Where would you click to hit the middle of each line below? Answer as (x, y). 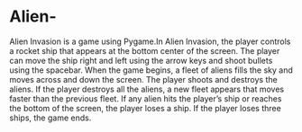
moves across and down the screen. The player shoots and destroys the (143, 79)
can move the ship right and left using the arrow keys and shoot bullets (141, 60)
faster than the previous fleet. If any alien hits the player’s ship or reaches (146, 98)
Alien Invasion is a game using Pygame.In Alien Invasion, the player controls (150, 41)
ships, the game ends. (50, 118)
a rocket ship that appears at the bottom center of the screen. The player (145, 50)
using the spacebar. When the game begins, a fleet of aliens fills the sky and (151, 70)
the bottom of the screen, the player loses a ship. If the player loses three (145, 108)
